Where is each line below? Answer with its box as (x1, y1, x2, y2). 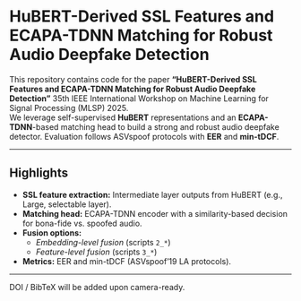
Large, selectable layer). (21, 199, 112, 210)
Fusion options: (21, 227, 82, 238)
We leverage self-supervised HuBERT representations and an (9, 112, 236, 123)
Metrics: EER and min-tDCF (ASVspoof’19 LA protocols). (21, 255, 231, 266)
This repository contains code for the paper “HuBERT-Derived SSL (9, 73, 257, 84)
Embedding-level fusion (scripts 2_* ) (35, 236, 172, 247)
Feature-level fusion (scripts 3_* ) (35, 246, 158, 257)
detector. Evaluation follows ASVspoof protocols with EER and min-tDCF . (9, 131, 279, 142)
